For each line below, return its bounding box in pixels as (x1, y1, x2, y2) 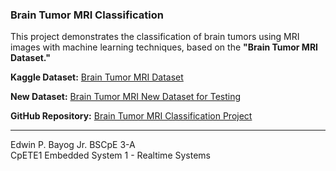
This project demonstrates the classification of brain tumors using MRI (10, 31, 300, 43)
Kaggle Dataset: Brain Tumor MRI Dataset (10, 71, 184, 83)
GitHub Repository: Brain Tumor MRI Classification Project (10, 110, 253, 122)
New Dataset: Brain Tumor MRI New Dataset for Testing (10, 91, 242, 103)
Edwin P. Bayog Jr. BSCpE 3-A (10, 139, 136, 151)
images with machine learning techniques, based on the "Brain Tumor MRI (10, 41, 319, 53)
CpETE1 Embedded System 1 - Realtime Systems (10, 149, 211, 162)
